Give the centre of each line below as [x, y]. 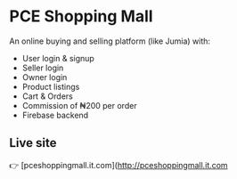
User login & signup [58, 58]
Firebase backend [55, 115]
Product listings [51, 86]
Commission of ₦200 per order [79, 105]
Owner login [45, 77]
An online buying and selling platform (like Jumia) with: [110, 41]
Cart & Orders [47, 96]
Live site [33, 143]
